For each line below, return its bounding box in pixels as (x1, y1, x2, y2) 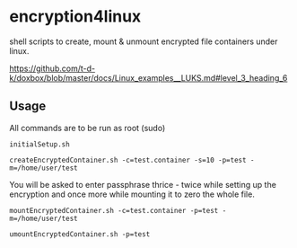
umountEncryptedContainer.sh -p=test (9, 229, 151, 239)
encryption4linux (9, 6, 142, 27)
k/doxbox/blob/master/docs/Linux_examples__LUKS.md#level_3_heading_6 (9, 72, 288, 83)
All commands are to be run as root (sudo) (9, 122, 166, 133)
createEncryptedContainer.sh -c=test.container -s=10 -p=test (9, 155, 247, 164)
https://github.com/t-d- (9, 63, 96, 74)
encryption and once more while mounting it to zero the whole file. (9, 189, 256, 199)
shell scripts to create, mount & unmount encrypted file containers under (9, 36, 278, 47)
